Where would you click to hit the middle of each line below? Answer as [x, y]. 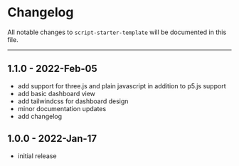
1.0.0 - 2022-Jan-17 [52, 139]
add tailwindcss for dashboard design [73, 101]
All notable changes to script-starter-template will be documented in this [117, 32]
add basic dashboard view [57, 93]
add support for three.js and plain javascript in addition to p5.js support [122, 85]
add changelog [40, 116]
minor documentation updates [62, 108]
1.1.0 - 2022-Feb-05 [52, 69]
